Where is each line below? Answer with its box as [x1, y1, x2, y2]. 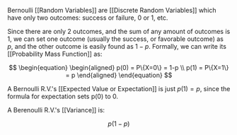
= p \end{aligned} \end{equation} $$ [65, 71, 173, 79]
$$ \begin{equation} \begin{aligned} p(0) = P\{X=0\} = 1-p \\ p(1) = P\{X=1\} [8, 64, 229, 71]
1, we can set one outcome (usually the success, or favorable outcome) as [7, 35, 224, 43]
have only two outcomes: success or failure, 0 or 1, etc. [7, 13, 168, 22]
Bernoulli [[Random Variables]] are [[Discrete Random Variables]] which [7, 6, 217, 14]
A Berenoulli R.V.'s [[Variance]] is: [7, 106, 105, 114]
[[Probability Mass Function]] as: [7, 49, 103, 58]
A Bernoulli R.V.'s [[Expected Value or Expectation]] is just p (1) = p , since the [7, 85, 231, 93]
